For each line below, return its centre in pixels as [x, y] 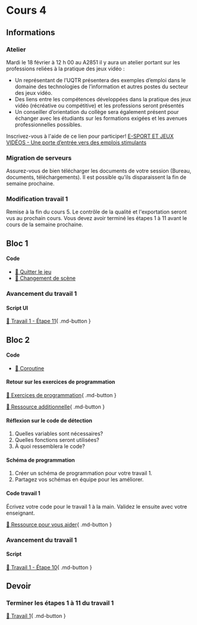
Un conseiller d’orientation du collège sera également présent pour [97, 112]
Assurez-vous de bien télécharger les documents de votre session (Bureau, [99, 171]
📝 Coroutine [29, 368]
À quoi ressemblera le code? [50, 446]
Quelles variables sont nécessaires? [59, 434]
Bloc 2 [18, 340]
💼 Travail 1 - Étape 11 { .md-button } [49, 321]
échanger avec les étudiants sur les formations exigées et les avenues [101, 118]
